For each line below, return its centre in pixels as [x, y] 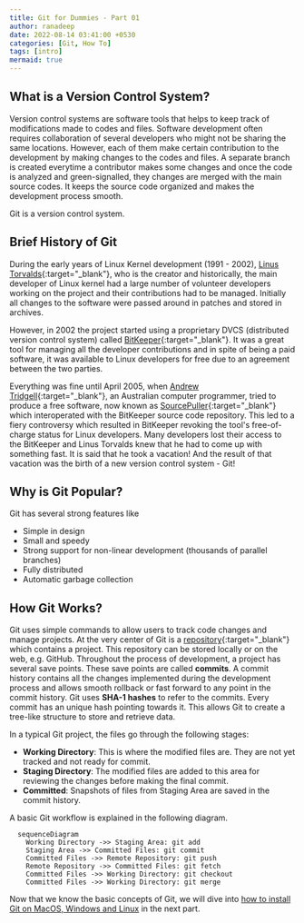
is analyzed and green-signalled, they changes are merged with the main [146, 176]
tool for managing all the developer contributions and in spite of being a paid [152, 349]
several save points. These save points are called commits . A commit [139, 669]
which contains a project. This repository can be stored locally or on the [144, 650]
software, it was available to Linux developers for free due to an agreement [150, 359]
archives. [26, 312]
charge [23, 434]
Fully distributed [53, 570]
